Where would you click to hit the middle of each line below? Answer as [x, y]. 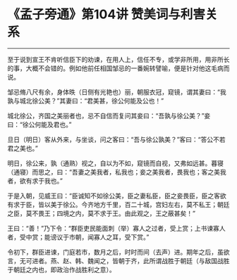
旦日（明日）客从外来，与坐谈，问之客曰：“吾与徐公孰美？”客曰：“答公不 [114, 139]
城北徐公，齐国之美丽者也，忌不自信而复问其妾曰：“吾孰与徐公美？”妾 [109, 115]
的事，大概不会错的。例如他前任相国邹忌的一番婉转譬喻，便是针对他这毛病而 [119, 68]
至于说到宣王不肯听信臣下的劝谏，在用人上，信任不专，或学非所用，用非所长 [119, 59]
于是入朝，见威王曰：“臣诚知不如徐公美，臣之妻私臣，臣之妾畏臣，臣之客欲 [117, 196]
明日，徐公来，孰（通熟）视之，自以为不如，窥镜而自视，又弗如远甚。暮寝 [115, 163]
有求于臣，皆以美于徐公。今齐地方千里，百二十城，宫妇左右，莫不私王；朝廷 [119, 204]
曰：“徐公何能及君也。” [39, 125]
